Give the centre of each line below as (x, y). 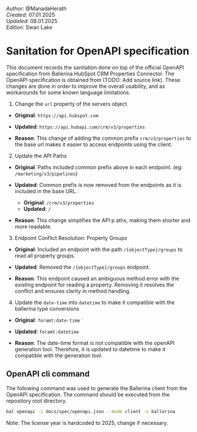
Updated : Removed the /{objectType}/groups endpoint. (82, 267)
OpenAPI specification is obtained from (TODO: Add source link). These (93, 80)
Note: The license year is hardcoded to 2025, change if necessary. (87, 423)
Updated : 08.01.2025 (32, 21)
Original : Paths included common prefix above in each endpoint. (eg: (98, 167)
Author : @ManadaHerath (36, 9)
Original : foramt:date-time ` (49, 320)
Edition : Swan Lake (29, 27)
